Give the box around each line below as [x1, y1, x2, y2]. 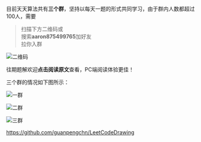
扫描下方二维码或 [20, 26, 63, 32]
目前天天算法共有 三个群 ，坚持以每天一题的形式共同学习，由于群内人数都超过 [6, 5, 195, 12]
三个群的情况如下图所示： [6, 78, 69, 86]
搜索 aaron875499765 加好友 [20, 33, 92, 40]
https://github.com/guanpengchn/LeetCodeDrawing [6, 129, 135, 136]
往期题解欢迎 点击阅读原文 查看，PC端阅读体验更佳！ [6, 66, 135, 73]
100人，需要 [6, 13, 36, 20]
